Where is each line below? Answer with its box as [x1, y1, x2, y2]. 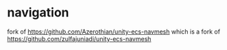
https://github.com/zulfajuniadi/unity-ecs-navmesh [7, 34, 152, 42]
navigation [7, 5, 69, 21]
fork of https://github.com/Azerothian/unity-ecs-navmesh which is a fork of [7, 27, 221, 36]
